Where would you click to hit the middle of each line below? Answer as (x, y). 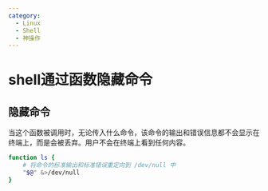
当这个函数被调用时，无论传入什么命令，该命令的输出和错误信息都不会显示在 (134, 133)
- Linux (28, 23)
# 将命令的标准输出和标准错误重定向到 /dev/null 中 (99, 165)
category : (25, 16)
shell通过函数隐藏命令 (81, 80)
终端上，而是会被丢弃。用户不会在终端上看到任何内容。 (99, 143)
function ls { (32, 158)
